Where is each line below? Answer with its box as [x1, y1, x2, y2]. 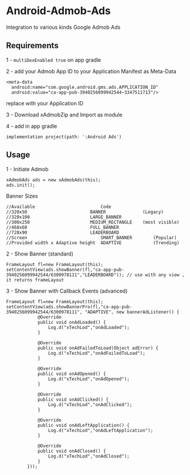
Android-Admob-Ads [6, 4, 111, 18]
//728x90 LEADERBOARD [6, 230, 119, 235]
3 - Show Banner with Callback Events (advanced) [6, 287, 128, 294]
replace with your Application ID [6, 99, 84, 107]
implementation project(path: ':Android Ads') [6, 134, 122, 139]
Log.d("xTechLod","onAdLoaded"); [48, 324, 130, 330]
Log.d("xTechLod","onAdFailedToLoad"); [48, 350, 145, 356]
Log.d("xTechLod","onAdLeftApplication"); [48, 427, 154, 433]
